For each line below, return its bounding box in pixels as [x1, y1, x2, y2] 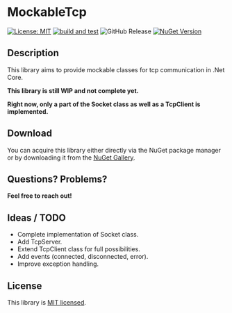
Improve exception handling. [17, 260, 99, 268]
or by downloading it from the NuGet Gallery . [7, 153, 135, 162]
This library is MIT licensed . [7, 298, 87, 306]
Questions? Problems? [7, 173, 108, 185]
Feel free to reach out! [7, 192, 72, 200]
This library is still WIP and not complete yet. [7, 86, 139, 94]
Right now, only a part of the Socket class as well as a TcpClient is [7, 100, 201, 108]
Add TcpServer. [17, 237, 63, 246]
